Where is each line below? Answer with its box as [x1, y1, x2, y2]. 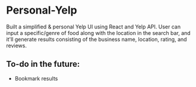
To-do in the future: [6, 59, 80, 69]
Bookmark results [14, 75, 58, 82]
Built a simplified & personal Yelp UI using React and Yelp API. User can [6, 23, 181, 30]
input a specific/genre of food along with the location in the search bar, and [6, 29, 191, 36]
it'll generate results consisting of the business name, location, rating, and [6, 36, 187, 43]
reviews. [6, 42, 27, 49]
